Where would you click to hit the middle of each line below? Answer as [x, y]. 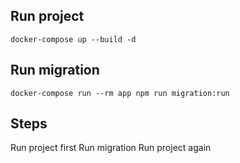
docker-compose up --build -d [73, 39]
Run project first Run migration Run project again [111, 148]
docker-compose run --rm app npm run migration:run [120, 93]
